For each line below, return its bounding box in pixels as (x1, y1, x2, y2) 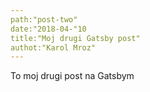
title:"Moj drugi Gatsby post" (10, 33, 141, 43)
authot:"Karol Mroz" (10, 42, 97, 53)
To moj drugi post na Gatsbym (10, 70, 135, 82)
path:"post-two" (10, 14, 78, 25)
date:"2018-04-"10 (10, 24, 87, 34)
